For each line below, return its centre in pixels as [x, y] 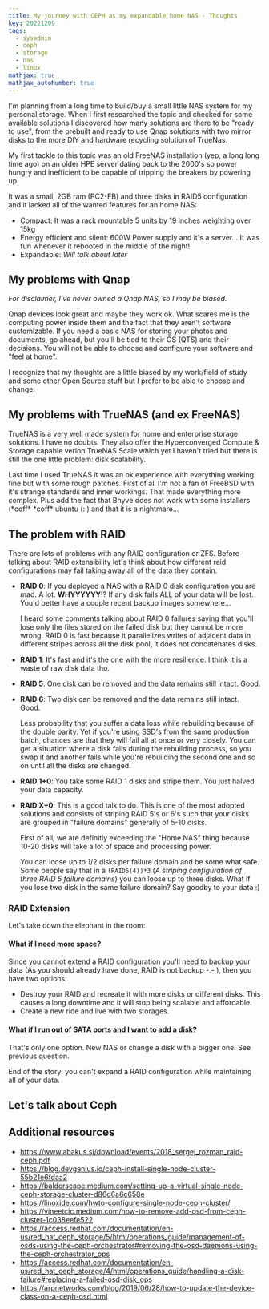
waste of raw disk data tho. [65, 668]
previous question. [39, 1056]
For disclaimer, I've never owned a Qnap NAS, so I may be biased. [118, 299]
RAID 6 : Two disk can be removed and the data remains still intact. [129, 699]
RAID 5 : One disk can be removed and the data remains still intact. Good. [140, 683]
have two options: [38, 979]
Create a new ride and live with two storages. [94, 1011]
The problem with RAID [67, 534]
